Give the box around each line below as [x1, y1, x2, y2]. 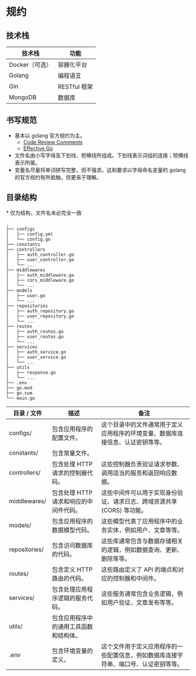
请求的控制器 [51, 469, 87, 477]
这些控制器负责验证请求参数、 [101, 460, 184, 468]
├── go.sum [6, 390, 33, 396]
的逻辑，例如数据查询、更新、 [101, 545, 184, 554]
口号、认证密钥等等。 [124, 660, 184, 668]
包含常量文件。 [51, 449, 93, 457]
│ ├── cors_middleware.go [6, 277, 75, 283]
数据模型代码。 [51, 525, 93, 534]
